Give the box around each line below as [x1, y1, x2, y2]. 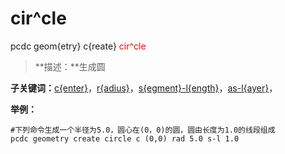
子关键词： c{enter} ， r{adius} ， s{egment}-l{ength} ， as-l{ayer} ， [10, 82, 278, 94]
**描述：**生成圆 [34, 60, 106, 72]
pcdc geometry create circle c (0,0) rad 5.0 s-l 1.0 [10, 133, 240, 144]
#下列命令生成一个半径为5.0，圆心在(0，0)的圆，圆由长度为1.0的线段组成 [10, 125, 276, 135]
